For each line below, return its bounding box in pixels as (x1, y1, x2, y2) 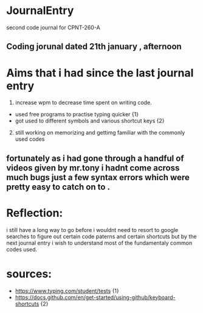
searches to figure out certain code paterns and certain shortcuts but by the (6, 233, 197, 240)
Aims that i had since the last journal (6, 66, 194, 80)
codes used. (6, 245, 38, 253)
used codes (15, 135, 45, 143)
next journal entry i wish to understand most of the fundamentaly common (6, 239, 193, 247)
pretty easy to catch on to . (6, 181, 111, 192)
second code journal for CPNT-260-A (6, 24, 100, 31)
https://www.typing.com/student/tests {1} (15, 287, 120, 294)
